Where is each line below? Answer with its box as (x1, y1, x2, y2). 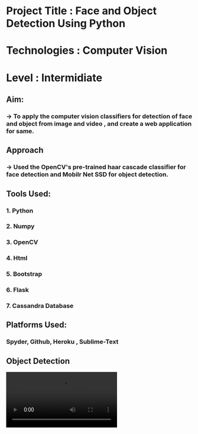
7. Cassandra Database (6, 302, 74, 310)
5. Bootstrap (6, 270, 43, 278)
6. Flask (6, 286, 30, 294)
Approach (6, 145, 44, 155)
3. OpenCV (6, 238, 38, 246)
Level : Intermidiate (6, 71, 103, 84)
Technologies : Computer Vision (6, 44, 168, 57)
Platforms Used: (6, 320, 67, 330)
